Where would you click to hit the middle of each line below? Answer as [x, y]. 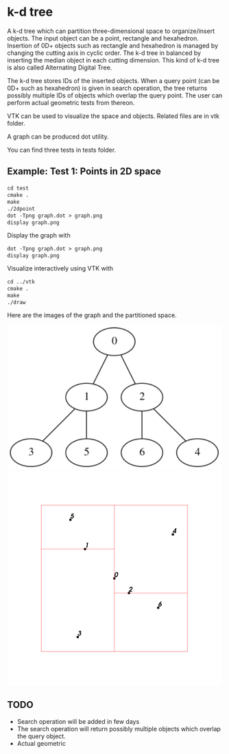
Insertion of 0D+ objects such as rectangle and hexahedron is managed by [113, 45]
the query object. [41, 736]
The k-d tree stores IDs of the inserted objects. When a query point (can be [113, 80]
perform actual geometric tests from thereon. [71, 102]
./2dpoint [21, 209]
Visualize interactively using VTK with [60, 268]
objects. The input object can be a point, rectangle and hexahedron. [103, 38]
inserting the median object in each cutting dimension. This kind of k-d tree [113, 60]
